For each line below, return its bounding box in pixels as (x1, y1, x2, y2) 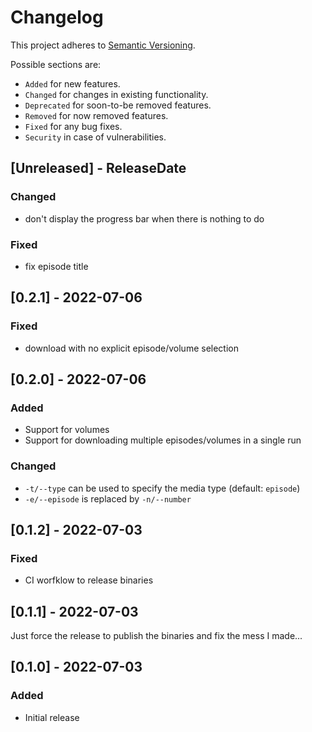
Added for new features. (24, 77, 121, 90)
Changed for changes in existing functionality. (24, 88, 209, 100)
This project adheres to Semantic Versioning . (10, 39, 196, 51)
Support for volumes (24, 424, 110, 436)
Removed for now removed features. (24, 109, 169, 121)
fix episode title (24, 260, 89, 272)
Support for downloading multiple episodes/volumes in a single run (24, 434, 302, 446)
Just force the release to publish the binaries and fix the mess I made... (10, 630, 303, 642)
